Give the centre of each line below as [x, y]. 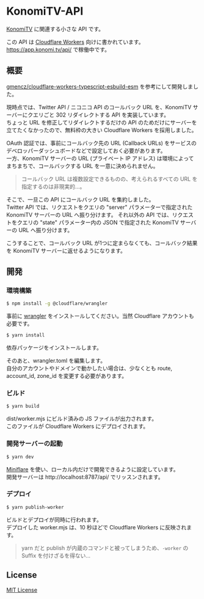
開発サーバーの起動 [35, 444]
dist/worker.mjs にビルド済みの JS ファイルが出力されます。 [82, 419]
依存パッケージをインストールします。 [54, 348]
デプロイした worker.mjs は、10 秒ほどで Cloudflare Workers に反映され [97, 527]
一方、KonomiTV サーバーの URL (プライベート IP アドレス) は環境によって [100, 158]
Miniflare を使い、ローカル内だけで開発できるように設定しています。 [93, 469]
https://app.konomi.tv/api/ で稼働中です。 [58, 49]
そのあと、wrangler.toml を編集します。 [56, 361]
